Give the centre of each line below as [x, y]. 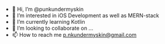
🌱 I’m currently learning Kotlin [48, 22]
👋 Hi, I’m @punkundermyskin [48, 9]
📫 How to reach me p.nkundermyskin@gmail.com [74, 35]
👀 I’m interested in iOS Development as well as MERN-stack [85, 15]
